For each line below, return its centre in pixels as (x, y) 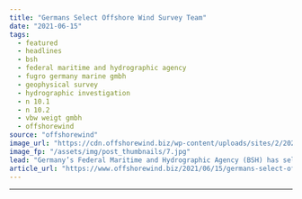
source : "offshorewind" (54, 135)
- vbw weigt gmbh (50, 118)
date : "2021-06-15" (46, 26)
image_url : (30, 143)
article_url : (34, 168)
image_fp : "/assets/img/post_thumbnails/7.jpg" (100, 151)
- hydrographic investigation (74, 93)
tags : (19, 34)
